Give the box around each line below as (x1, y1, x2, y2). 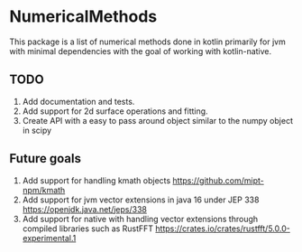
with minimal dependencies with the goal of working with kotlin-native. (9, 45, 272, 56)
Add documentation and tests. (22, 96, 135, 107)
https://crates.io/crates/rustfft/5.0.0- (155, 223, 290, 234)
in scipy (22, 125, 52, 135)
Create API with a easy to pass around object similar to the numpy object (22, 115, 293, 126)
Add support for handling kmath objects (22, 174, 171, 186)
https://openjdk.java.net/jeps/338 (22, 203, 147, 214)
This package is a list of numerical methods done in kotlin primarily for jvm (9, 36, 286, 47)
